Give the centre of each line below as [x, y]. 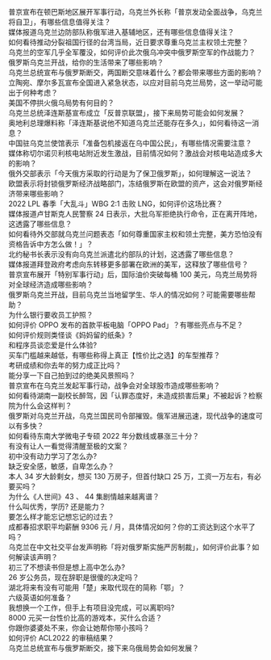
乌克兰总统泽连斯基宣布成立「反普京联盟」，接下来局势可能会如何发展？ [127, 113]
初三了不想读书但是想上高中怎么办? [67, 567]
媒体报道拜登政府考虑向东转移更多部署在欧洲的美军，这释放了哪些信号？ [128, 264]
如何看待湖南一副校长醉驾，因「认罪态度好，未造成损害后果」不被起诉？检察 [135, 395]
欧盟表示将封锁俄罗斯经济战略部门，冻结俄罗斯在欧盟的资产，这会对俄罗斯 [132, 183]
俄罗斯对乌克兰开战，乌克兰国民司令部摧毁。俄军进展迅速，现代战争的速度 [132, 416]
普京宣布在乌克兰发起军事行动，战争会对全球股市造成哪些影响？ [114, 385]
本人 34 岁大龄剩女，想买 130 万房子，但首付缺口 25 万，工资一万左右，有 [131, 476]
